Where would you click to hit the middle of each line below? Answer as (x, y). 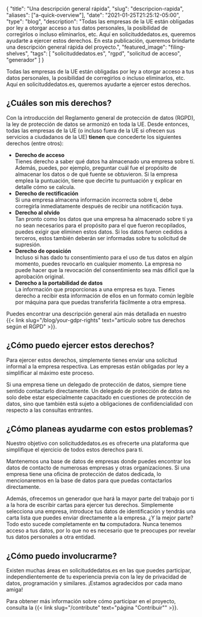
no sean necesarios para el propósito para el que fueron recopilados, (100, 225)
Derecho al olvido (37, 212)
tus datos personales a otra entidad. (51, 537)
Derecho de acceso (40, 155)
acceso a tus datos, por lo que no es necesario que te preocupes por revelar (101, 531)
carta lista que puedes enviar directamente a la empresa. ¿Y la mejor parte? (100, 518)
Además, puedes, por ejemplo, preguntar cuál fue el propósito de (96, 167)
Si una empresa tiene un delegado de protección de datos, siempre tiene (96, 384)
